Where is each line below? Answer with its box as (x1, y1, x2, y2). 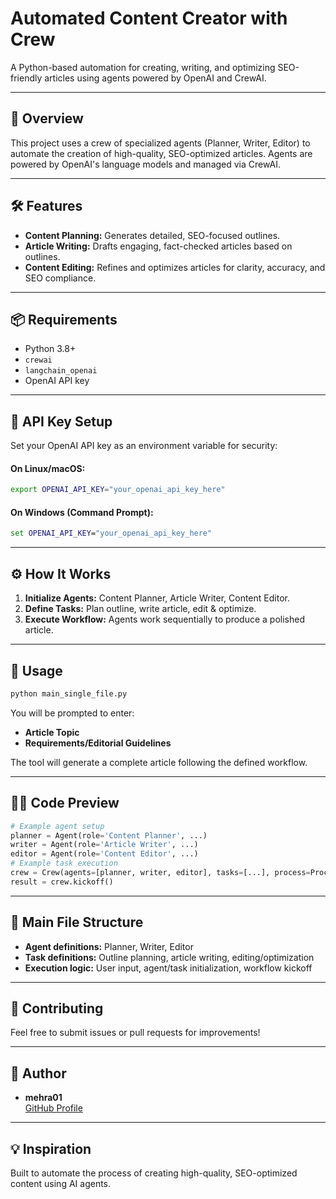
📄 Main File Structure (10, 914, 144, 931)
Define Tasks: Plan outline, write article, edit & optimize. (24, 603, 257, 615)
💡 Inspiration (10, 1140, 92, 1157)
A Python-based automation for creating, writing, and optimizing (10, 61, 276, 73)
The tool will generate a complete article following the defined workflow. (10, 756, 308, 768)
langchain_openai (24, 366, 98, 376)
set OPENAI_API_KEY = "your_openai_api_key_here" (10, 528, 213, 539)
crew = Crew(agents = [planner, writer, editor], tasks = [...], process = (10, 868, 311, 878)
